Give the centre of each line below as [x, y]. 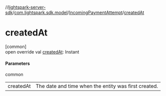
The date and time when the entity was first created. [97, 86]
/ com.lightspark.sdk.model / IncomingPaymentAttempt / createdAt [78, 12]
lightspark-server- [27, 7]
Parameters [17, 63]
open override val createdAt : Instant [42, 51]
